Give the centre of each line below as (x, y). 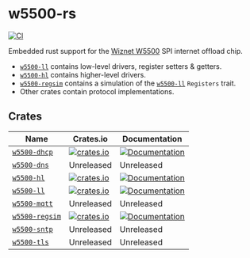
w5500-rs (42, 14)
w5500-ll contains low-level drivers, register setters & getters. (121, 66)
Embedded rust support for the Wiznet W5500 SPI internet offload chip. (126, 51)
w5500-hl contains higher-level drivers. (83, 74)
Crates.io (90, 138)
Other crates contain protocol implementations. (97, 91)
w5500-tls (31, 242)
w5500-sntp (33, 229)
